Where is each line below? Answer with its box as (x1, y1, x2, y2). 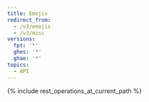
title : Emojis (7, 10, 49, 17)
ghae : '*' (13, 55, 42, 62)
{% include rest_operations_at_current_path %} (7, 87, 142, 95)
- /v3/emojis (13, 23, 51, 30)
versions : (7, 36, 36, 43)
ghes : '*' (13, 49, 42, 56)
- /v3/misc (13, 29, 45, 37)
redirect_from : (7, 17, 51, 23)
